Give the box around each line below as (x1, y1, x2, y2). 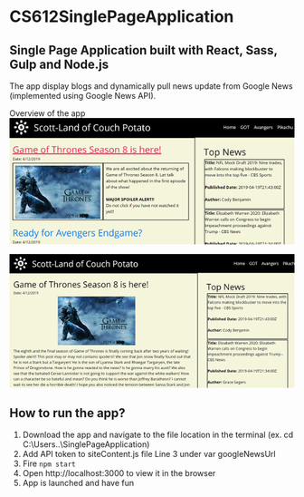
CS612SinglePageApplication (9, 6, 234, 27)
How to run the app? (9, 405, 126, 421)
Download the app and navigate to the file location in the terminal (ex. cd (22, 429, 294, 441)
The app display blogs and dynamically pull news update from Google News (9, 81, 293, 92)
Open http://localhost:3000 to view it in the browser (22, 468, 216, 479)
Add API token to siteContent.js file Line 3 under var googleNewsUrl (22, 449, 276, 460)
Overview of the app (9, 108, 86, 119)
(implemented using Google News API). (9, 91, 157, 101)
